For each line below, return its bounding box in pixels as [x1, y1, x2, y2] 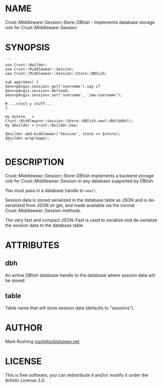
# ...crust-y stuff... [5, 101, 52, 106]
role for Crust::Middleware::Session [5, 24, 78, 30]
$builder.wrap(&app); [5, 136, 50, 141]
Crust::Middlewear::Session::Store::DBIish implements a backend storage [5, 173, 154, 178]
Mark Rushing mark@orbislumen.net [5, 338, 80, 344]
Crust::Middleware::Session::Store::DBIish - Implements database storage [5, 19, 155, 25]
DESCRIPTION [5, 156, 64, 168]
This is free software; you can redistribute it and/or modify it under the [5, 372, 149, 378]
